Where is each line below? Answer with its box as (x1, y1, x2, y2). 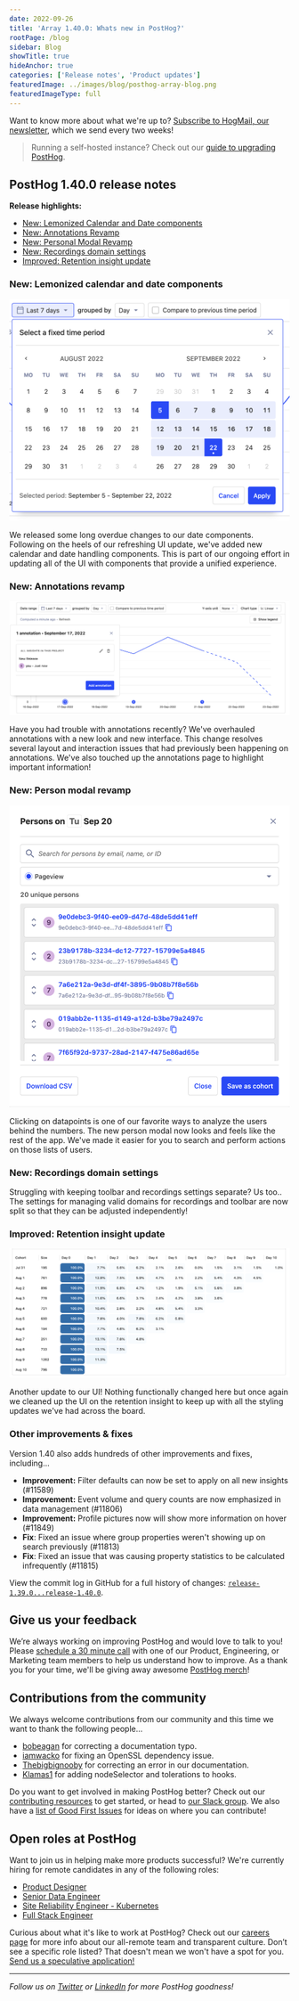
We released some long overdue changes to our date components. (9, 529, 254, 540)
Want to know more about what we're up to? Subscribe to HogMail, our (9, 115, 270, 126)
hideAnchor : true (9, 61, 74, 70)
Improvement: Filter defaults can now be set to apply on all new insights (21, 1474, 289, 1485)
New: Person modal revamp (9, 784, 132, 796)
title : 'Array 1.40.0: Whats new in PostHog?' (9, 23, 185, 33)
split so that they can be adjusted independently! (9, 1205, 189, 1216)
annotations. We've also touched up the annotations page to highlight (9, 753, 264, 764)
